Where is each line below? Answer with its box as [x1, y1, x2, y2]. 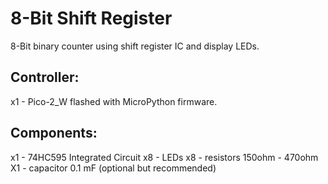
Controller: [10, 69, 80, 86]
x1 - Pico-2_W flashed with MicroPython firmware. [10, 95, 218, 107]
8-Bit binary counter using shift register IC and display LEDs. [10, 40, 260, 52]
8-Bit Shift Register [10, 7, 173, 30]
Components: [10, 125, 98, 142]
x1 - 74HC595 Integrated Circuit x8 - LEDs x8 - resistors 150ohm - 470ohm [10, 151, 319, 163]
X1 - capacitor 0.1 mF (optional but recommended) [10, 162, 217, 174]
